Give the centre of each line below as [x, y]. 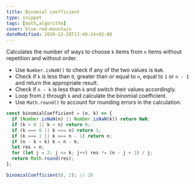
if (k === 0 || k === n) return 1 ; [57, 130]
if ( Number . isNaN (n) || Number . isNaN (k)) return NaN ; [81, 119]
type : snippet [24, 18]
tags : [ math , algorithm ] [36, 23]
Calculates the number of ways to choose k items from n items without [94, 52]
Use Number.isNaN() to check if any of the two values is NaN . [90, 70]
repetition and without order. [42, 58]
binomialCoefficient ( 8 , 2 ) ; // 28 [50, 175]
